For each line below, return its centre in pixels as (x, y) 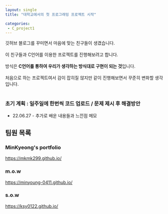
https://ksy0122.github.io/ (32, 206)
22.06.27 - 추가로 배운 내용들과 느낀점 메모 (55, 115)
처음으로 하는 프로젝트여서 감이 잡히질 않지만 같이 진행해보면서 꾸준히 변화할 (79, 78)
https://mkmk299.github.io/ (33, 158)
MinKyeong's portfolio (33, 147)
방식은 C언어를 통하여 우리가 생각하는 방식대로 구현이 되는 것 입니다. (70, 66)
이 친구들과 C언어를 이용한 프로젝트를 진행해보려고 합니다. (62, 55)
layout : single (21, 10)
